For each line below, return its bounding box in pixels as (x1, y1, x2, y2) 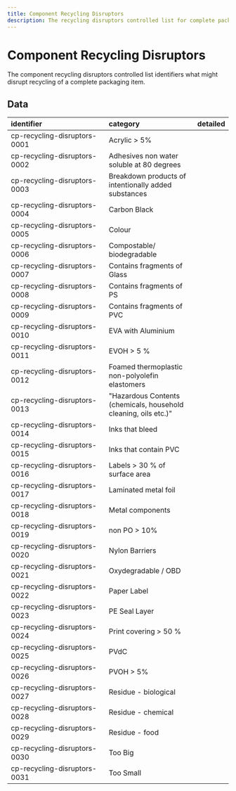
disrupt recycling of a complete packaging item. (7, 78, 145, 86)
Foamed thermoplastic (108, 362, 183, 372)
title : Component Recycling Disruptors (7, 10, 124, 18)
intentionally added (108, 180, 172, 190)
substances (108, 189, 147, 199)
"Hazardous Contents (108, 391, 181, 401)
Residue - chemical (108, 707, 174, 717)
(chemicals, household (108, 400, 184, 410)
